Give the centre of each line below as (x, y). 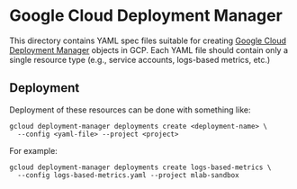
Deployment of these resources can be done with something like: (130, 110)
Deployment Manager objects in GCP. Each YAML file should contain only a (149, 49)
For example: (34, 150)
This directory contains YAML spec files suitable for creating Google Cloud (148, 40)
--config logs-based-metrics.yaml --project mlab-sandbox (129, 175)
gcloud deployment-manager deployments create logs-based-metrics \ (140, 167)
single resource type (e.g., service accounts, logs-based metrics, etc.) (140, 59)
